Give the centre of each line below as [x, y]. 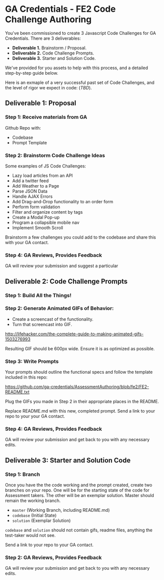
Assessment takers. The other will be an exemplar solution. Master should [80, 496]
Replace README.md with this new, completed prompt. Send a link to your [80, 411]
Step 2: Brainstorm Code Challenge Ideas [55, 155]
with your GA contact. [27, 242]
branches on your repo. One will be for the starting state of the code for [77, 490]
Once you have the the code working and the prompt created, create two [79, 485]
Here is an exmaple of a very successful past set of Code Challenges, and [80, 83]
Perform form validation [36, 207]
